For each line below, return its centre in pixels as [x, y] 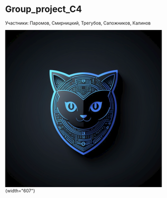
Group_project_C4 [43, 9]
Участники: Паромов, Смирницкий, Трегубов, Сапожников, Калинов [78, 23]
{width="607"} [20, 191]
